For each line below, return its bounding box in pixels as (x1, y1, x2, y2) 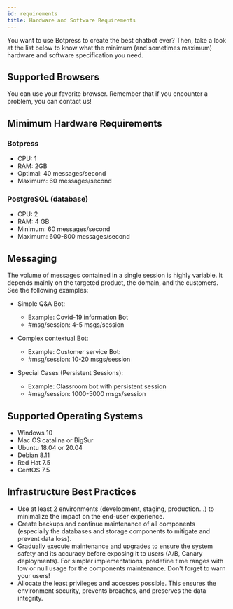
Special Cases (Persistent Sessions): (17, 369, 124, 377)
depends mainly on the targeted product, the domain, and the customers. (7, 279, 218, 287)
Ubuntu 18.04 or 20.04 (17, 443, 83, 451)
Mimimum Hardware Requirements (7, 117, 162, 129)
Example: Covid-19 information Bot (27, 313, 128, 322)
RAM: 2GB (17, 162, 48, 170)
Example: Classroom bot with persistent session (27, 382, 167, 391)
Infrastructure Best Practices (7, 486, 136, 498)
